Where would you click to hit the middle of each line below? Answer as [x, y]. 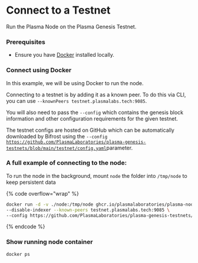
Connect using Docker [39, 70]
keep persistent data [31, 182]
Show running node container [49, 242]
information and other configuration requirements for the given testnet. [92, 118]
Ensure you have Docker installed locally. [65, 55]
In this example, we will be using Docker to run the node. [75, 83]
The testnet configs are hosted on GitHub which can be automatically [90, 130]
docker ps [18, 254]
